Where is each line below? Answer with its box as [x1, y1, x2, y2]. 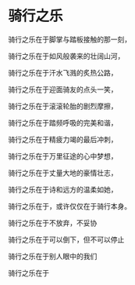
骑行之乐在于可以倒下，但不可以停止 [8, 235, 125, 244]
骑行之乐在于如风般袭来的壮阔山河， [8, 51, 125, 60]
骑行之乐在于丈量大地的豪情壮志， [8, 168, 118, 177]
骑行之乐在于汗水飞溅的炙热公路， [8, 68, 118, 77]
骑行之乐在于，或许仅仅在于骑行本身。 [8, 201, 131, 210]
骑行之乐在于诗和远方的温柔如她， [8, 185, 118, 194]
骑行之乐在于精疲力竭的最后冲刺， [8, 134, 118, 144]
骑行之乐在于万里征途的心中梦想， [8, 151, 118, 161]
